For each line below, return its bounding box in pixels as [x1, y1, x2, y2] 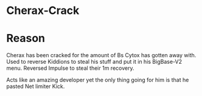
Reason [6, 32, 46, 46]
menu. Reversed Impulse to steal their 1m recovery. [6, 64, 134, 72]
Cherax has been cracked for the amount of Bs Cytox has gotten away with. [6, 52, 197, 59]
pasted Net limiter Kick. [6, 83, 65, 90]
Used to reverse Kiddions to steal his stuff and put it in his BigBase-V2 [6, 58, 183, 66]
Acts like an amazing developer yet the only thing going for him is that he [6, 77, 189, 84]
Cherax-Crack [6, 4, 80, 18]
